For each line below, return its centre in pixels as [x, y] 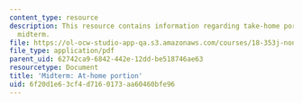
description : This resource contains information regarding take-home [145, 26]
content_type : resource [54, 17]
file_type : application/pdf [62, 51]
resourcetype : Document [54, 68]
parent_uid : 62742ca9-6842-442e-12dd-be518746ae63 [106, 59]
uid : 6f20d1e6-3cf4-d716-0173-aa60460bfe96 [92, 84]
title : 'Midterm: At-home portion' [76, 76]
